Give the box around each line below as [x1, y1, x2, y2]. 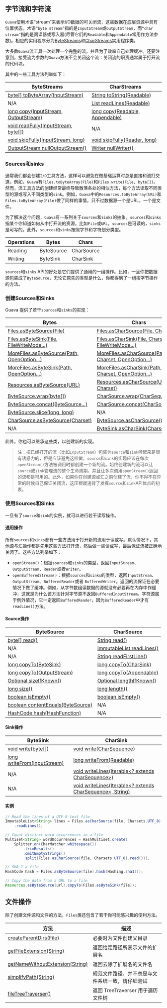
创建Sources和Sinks [5, 295, 55, 302]
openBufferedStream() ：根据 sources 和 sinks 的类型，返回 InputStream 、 [12, 572, 157, 578]
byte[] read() [7, 637, 38, 644]
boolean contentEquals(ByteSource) [7, 702, 93, 708]
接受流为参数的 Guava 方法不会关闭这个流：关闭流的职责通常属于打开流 [18, 54, 160, 60]
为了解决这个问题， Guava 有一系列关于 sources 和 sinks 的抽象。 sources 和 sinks [5, 214, 162, 220]
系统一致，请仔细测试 [97, 977, 148, 984]
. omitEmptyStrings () [23, 851, 66, 856]
